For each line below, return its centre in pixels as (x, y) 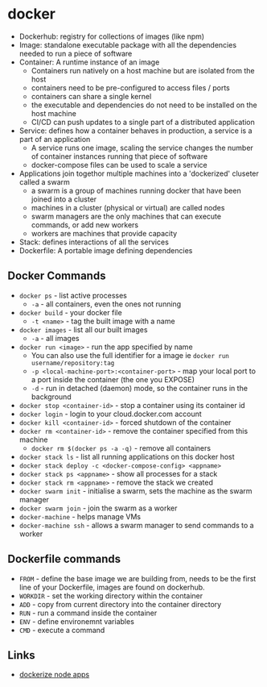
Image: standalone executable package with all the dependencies (128, 44)
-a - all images (55, 338)
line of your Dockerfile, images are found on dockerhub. (112, 587)
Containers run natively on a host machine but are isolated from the (143, 70)
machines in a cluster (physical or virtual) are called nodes (128, 207)
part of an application (55, 139)
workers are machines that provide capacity (104, 233)
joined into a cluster (64, 199)
